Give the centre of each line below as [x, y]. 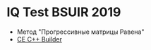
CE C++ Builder [40, 39]
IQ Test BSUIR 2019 [64, 12]
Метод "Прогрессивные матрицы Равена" [80, 32]
